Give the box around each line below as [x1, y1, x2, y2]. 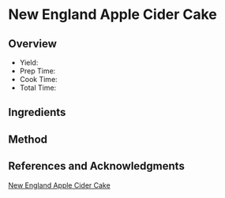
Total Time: [19, 83, 57, 92]
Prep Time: [19, 66, 56, 76]
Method [8, 133, 48, 146]
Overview [8, 37, 58, 50]
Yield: [19, 58, 39, 67]
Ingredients [8, 106, 66, 119]
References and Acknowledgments [8, 159, 186, 173]
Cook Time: [19, 75, 58, 84]
